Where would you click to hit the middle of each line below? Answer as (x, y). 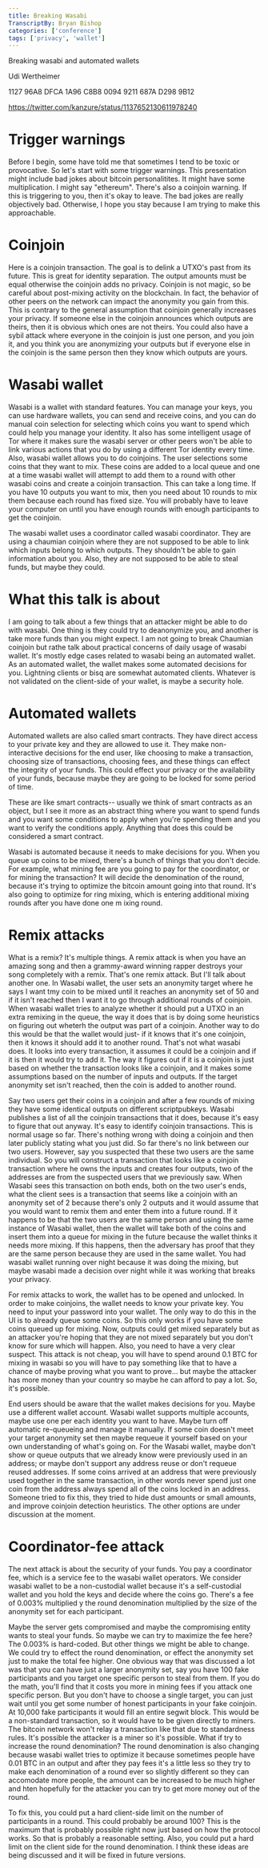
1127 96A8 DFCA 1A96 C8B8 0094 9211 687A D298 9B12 (101, 92)
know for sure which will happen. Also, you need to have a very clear (122, 1345)
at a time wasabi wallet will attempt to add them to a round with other (122, 475)
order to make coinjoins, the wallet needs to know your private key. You (126, 1303)
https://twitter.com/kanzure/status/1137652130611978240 (103, 107)
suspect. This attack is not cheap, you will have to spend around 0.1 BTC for (133, 1354)
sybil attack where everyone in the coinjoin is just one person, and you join (131, 335)
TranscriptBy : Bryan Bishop (55, 23)
